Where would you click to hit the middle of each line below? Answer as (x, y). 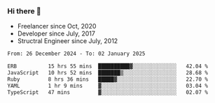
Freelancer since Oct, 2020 (57, 26)
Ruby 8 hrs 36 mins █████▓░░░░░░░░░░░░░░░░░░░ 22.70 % (108, 79)
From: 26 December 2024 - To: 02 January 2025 (76, 54)
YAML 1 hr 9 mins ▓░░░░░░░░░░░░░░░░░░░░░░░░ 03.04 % (108, 86)
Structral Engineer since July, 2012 (68, 41)
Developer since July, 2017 (56, 33)
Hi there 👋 (25, 11)
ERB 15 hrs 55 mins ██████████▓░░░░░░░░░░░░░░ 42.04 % (108, 66)
